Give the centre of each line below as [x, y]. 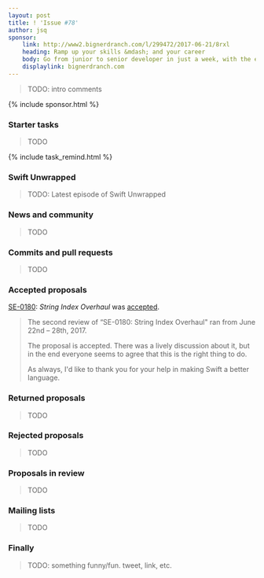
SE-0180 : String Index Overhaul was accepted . [84, 307]
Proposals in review [46, 473]
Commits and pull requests [60, 252]
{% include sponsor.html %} [54, 104]
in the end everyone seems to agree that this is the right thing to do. [137, 354]
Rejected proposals [46, 436]
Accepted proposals [48, 289]
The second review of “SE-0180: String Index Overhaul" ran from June [141, 322]
